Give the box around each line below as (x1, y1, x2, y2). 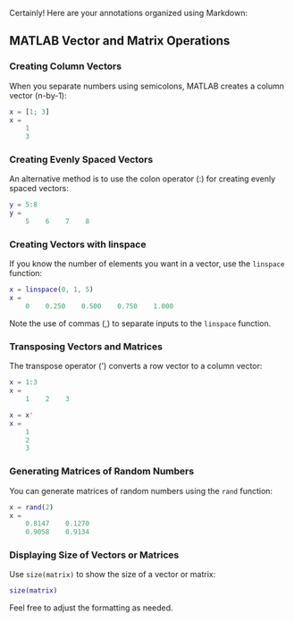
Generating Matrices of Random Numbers (9, 465, 195, 477)
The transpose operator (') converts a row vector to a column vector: (9, 361, 263, 372)
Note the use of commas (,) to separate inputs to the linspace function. (9, 318, 272, 329)
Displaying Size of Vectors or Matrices (9, 549, 180, 561)
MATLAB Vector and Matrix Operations (9, 33, 231, 48)
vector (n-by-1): (9, 89, 67, 101)
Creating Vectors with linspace (9, 239, 147, 251)
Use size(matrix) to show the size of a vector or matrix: (9, 569, 216, 580)
